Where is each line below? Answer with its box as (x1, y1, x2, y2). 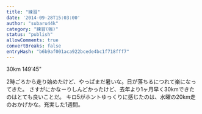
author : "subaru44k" (6, 20, 59, 26)
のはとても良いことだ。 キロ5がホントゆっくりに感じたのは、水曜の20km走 (6, 93, 197, 101)
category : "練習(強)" (6, 26, 59, 32)
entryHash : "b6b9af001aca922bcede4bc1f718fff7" (6, 49, 130, 55)
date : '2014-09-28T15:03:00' (6, 15, 81, 21)
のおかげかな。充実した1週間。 (6, 101, 84, 108)
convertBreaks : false (6, 43, 62, 49)
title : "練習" (6, 9, 41, 15)
